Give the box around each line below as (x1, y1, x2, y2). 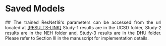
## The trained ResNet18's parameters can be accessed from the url (5, 19, 162, 25)
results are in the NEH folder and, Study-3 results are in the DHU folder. (5, 30, 162, 36)
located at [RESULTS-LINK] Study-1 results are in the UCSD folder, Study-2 (5, 24, 162, 30)
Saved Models (5, 3, 65, 14)
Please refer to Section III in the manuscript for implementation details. (5, 35, 149, 41)
